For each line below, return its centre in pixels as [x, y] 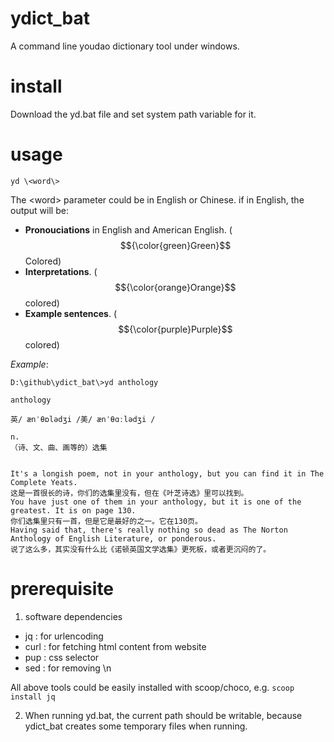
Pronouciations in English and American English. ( [128, 229]
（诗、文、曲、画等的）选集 [59, 447]
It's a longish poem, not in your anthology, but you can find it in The [167, 473]
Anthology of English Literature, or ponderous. [113, 538]
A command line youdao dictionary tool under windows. [125, 46]
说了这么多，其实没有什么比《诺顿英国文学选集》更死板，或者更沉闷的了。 [141, 549]
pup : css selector [62, 657]
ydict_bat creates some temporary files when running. [136, 726]
